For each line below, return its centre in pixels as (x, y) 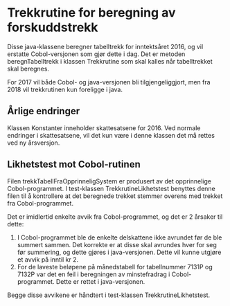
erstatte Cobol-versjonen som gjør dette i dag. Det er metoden (96, 54)
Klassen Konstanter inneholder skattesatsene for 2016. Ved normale (104, 128)
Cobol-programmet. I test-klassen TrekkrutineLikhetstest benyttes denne (112, 188)
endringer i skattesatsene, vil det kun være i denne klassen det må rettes (111, 135)
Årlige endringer (44, 111)
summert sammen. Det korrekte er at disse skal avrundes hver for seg (117, 244)
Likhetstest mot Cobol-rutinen (74, 164)
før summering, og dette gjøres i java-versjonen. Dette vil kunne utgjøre (119, 252)
